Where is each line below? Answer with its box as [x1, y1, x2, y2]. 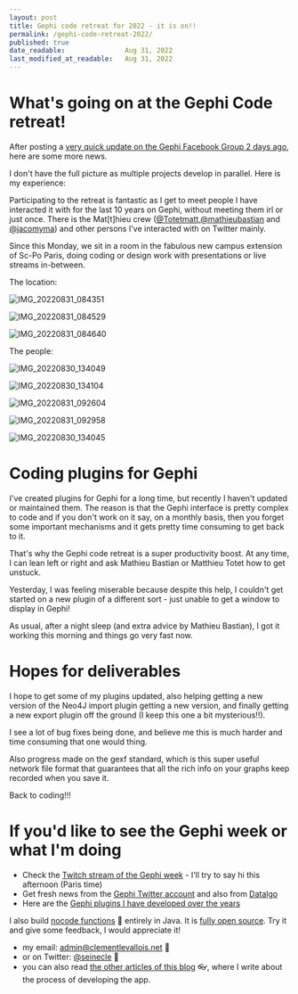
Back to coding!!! [9, 790, 71, 801]
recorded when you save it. [9, 772, 109, 783]
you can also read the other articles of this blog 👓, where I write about [21, 961, 283, 972]
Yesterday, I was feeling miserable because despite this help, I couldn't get [9, 584, 284, 595]
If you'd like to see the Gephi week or [9, 821, 287, 841]
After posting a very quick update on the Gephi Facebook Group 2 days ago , [9, 141, 289, 152]
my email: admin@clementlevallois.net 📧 [21, 941, 171, 952]
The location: [9, 276, 58, 287]
